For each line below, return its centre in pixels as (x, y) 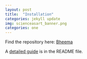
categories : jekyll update (33, 19)
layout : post (18, 10)
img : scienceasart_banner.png (36, 23)
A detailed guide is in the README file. (44, 52)
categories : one (22, 28)
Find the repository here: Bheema (39, 42)
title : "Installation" (29, 14)
